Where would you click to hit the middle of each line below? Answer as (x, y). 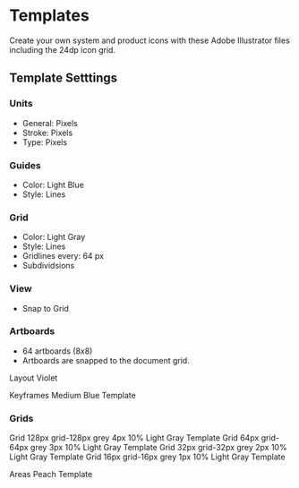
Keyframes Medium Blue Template (73, 395)
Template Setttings (64, 78)
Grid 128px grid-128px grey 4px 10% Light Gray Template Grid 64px (134, 438)
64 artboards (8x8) (57, 351)
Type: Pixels (45, 142)
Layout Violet (34, 378)
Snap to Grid (46, 308)
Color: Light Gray (54, 237)
